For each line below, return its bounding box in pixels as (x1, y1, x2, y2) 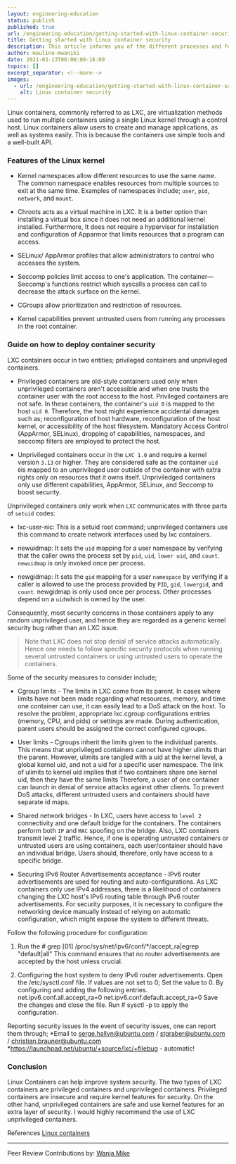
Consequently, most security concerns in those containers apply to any (7, 608, 214, 617)
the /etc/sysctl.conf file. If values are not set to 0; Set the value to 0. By (17, 978, 223, 987)
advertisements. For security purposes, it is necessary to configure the (17, 899, 223, 908)
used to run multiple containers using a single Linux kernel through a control (7, 115, 228, 124)
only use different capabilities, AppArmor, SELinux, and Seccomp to (17, 480, 214, 489)
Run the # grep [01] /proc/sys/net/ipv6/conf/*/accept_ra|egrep (17, 941, 199, 951)
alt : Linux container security (20, 89, 112, 96)
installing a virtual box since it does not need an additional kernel (17, 215, 206, 224)
